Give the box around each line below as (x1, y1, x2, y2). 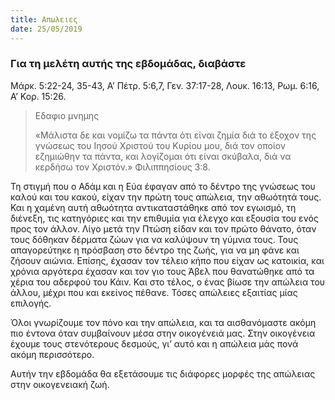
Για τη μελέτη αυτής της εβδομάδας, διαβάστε (10, 57, 247, 71)
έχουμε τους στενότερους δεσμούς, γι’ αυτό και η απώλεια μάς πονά (10, 337, 299, 350)
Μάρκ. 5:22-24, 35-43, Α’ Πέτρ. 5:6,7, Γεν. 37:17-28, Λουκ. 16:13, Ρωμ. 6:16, (10, 79, 320, 91)
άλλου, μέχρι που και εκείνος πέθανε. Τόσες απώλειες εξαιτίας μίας (10, 286, 298, 298)
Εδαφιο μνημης (34, 109, 100, 121)
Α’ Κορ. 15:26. (10, 90, 67, 102)
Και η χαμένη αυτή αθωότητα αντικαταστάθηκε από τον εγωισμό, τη (10, 201, 297, 213)
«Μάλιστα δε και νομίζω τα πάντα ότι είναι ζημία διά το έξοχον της (34, 129, 317, 141)
